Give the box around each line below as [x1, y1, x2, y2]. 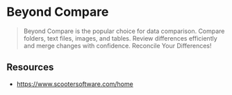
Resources [6, 61, 54, 73]
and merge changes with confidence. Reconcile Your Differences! [23, 41, 213, 50]
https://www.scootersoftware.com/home [16, 80, 133, 88]
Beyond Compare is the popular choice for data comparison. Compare [23, 27, 225, 35]
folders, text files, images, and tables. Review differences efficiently [23, 34, 218, 42]
